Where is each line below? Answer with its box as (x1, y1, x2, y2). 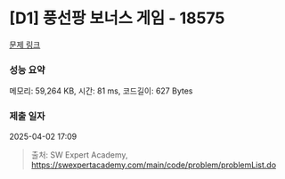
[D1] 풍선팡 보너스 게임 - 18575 (9, 8, 225, 28)
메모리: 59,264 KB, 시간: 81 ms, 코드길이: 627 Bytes (9, 85, 193, 96)
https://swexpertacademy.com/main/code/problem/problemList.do (30, 159, 277, 170)
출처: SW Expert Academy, (30, 149, 128, 160)
